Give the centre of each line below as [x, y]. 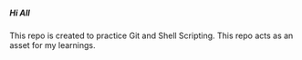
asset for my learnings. [52, 45]
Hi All [20, 13]
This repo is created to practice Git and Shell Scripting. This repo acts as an [151, 35]
